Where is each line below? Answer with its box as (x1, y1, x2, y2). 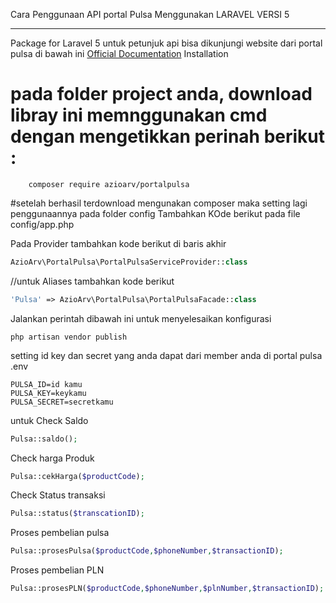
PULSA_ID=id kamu (10, 379, 83, 389)
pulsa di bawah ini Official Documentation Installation (10, 48, 229, 59)
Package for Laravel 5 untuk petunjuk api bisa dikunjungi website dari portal (10, 37, 323, 49)
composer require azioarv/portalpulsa (28, 179, 190, 189)
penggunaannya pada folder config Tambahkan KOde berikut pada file (10, 207, 301, 219)
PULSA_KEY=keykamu (10, 388, 87, 398)
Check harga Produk (10, 452, 95, 464)
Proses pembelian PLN (10, 564, 105, 576)
